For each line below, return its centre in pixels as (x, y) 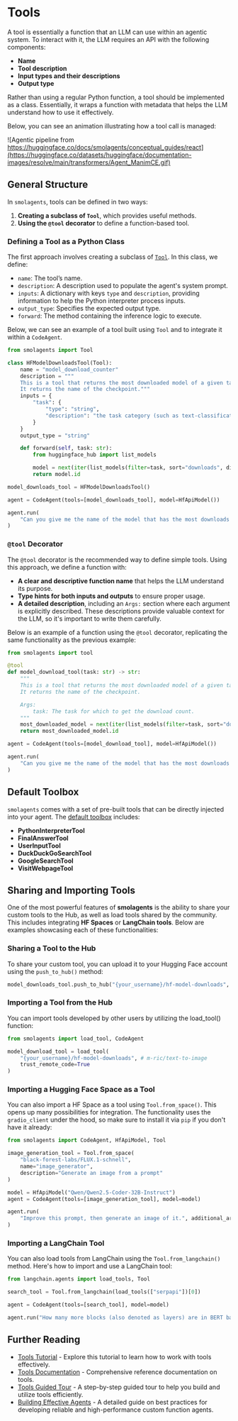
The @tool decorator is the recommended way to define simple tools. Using (117, 559)
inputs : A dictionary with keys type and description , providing (108, 293)
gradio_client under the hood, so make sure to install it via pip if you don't (117, 1120)
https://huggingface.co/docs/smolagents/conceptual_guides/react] (106, 147)
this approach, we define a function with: (67, 567)
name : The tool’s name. (50, 278)
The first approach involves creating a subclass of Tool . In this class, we (113, 257)
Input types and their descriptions (69, 76)
